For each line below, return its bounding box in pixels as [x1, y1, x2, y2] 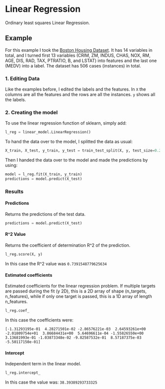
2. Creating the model [5, 109, 58, 116]
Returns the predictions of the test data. [5, 211, 86, 217]
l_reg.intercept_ [5, 370, 41, 375]
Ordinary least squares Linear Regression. [5, 20, 90, 26]
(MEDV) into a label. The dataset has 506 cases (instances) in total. [5, 63, 141, 68]
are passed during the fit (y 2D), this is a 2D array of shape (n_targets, [5, 288, 147, 294]
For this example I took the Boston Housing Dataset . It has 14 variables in [5, 47, 153, 53]
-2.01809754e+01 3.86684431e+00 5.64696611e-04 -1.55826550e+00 [5, 331, 144, 336]
